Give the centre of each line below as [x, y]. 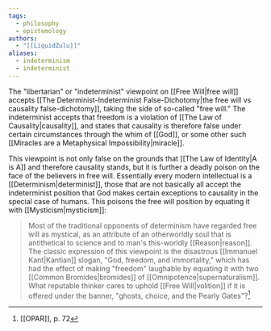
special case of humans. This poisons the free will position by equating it [129, 201]
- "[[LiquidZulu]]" [48, 46]
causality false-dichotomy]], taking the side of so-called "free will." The [127, 108]
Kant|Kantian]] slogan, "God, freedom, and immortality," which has [139, 260]
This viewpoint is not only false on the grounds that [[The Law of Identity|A [133, 158]
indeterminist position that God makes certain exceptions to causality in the [133, 193]
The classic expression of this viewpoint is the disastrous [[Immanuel [143, 251]
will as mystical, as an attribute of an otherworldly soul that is [129, 234]
